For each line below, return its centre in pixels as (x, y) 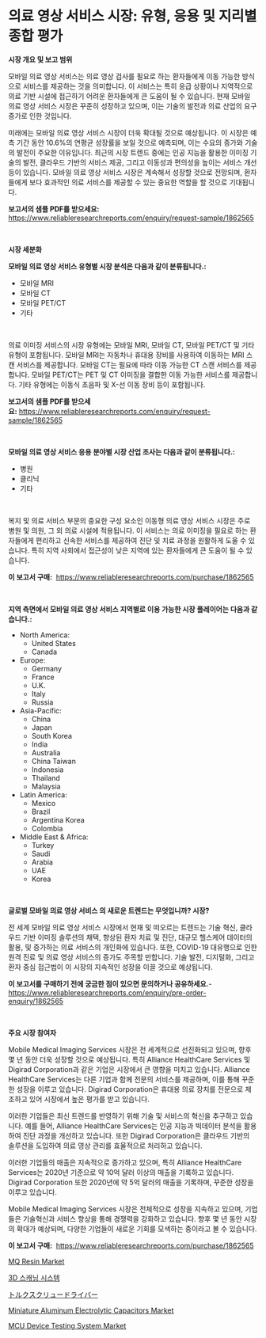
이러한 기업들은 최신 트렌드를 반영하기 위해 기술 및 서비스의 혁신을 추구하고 (123, 1116)
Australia (46, 752)
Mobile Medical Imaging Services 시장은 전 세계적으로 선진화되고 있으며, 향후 (130, 1049)
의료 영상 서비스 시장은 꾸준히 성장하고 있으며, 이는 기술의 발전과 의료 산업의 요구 (133, 106)
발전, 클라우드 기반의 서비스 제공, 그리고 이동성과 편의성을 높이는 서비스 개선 (140, 162)
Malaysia (46, 786)
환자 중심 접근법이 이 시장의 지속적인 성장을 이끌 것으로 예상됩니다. (110, 967)
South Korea (52, 736)
